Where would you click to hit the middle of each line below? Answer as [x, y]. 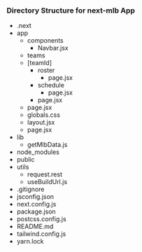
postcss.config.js [42, 219]
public [26, 160]
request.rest [44, 174]
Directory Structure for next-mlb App [71, 10]
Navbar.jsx [53, 48]
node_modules [38, 152]
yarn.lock [30, 241]
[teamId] [40, 63]
